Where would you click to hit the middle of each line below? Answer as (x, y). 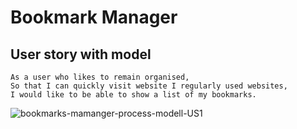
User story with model (81, 54)
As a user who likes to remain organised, (100, 77)
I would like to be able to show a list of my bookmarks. (133, 95)
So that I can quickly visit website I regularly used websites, (149, 86)
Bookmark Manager (94, 17)
